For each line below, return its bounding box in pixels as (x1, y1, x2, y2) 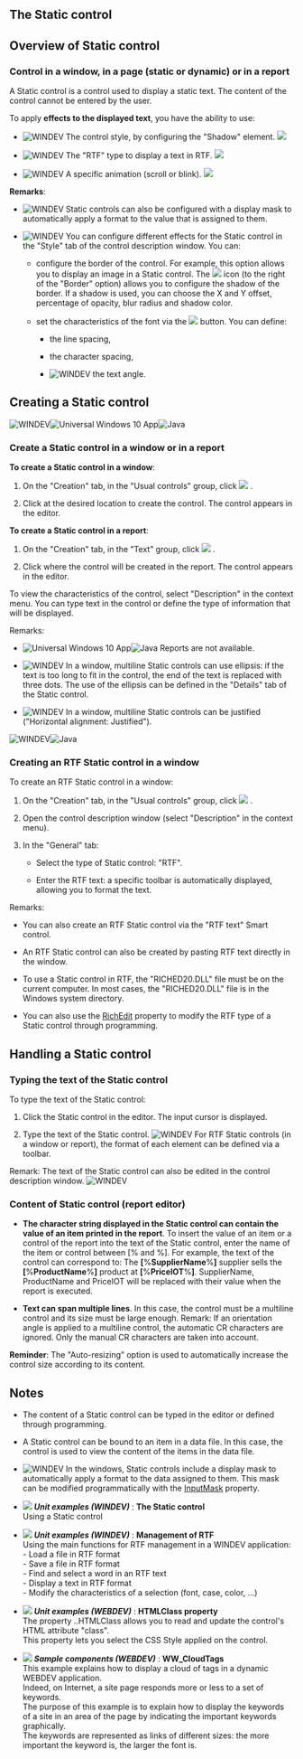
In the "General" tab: (22, 840, 99, 851)
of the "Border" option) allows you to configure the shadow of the (35, 278, 280, 289)
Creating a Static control (9, 395, 150, 410)
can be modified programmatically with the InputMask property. (22, 1482, 260, 1494)
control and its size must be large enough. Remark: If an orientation (22, 1312, 273, 1323)
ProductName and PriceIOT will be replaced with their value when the (22, 1276, 281, 1287)
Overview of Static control (9, 38, 161, 53)
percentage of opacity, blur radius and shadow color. (35, 297, 233, 308)
